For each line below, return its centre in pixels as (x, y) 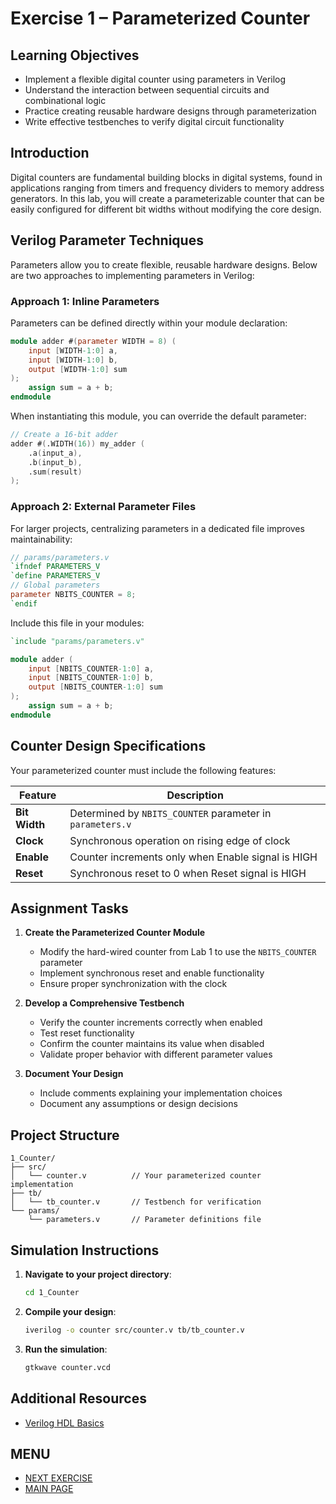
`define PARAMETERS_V (55, 576)
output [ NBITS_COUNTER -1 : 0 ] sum (95, 687)
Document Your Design (74, 1074)
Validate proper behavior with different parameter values (156, 1054)
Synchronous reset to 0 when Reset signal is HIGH (188, 873)
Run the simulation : (66, 1349)
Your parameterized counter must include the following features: (143, 770)
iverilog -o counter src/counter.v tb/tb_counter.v (134, 1330)
